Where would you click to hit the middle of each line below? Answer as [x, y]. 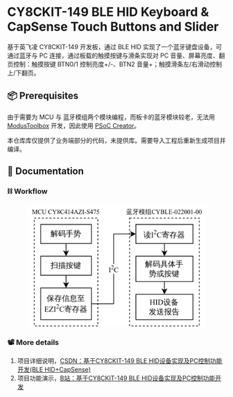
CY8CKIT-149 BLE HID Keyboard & [108, 12]
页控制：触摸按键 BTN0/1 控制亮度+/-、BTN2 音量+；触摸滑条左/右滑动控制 [114, 64]
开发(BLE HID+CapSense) [54, 369]
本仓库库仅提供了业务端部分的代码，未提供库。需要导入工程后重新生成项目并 [116, 140]
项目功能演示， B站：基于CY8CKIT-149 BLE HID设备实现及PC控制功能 [116, 378]
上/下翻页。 [24, 73]
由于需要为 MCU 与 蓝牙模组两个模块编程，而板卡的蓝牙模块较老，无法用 [111, 117]
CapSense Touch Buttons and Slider [113, 27]
